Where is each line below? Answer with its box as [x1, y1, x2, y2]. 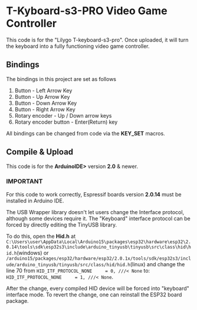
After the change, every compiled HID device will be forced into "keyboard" [6, 285, 190, 292]
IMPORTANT [6, 177, 43, 186]
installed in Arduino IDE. [6, 197, 64, 204]
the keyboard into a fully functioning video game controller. [6, 43, 150, 50]
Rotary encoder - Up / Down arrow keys [14, 112, 112, 119]
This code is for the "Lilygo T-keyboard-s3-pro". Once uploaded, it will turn [6, 36, 189, 43]
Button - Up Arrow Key [14, 93, 70, 100]
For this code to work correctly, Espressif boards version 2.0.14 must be [6, 190, 182, 198]
